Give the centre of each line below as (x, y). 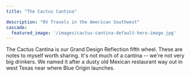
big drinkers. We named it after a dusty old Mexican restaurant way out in (94, 62)
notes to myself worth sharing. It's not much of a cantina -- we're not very (95, 55)
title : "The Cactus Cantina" (42, 11)
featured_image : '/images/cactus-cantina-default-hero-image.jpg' (94, 33)
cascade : (17, 27)
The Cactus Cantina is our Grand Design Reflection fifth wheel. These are (94, 50)
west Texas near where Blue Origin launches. (61, 68)
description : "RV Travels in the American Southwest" (73, 22)
